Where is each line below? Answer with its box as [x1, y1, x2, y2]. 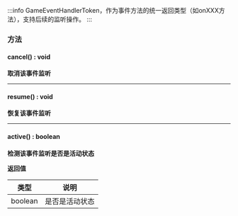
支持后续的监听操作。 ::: [22, 15, 93, 23]
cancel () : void [7, 52, 51, 61]
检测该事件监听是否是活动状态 [7, 149, 94, 157]
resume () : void [7, 92, 53, 101]
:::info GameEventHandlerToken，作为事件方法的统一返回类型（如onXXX [7, 6, 220, 14]
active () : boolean [7, 132, 60, 140]
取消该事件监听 [7, 69, 51, 78]
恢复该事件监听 [7, 109, 51, 118]
